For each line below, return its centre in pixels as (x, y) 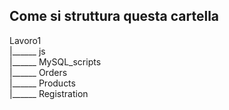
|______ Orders (38, 72)
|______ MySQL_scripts (55, 61)
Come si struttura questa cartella (114, 16)
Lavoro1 (25, 40)
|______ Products (42, 83)
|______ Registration (49, 93)
